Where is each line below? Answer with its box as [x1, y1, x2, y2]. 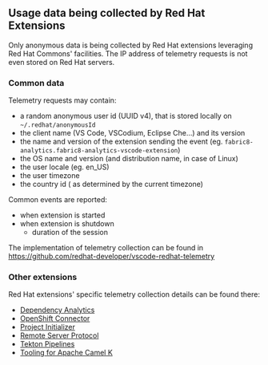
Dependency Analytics [19, 305, 95, 315]
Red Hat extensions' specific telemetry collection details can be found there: [8, 290, 260, 299]
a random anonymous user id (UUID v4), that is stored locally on [19, 112, 232, 121]
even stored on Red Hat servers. [8, 57, 115, 67]
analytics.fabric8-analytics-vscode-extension [19, 147, 178, 155]
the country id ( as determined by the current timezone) [19, 180, 204, 189]
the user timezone [19, 171, 80, 180]
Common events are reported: [8, 195, 108, 205]
